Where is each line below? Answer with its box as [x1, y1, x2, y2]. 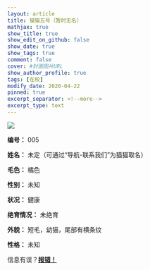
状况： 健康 [7, 195, 40, 204]
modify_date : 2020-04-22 [7, 82, 80, 90]
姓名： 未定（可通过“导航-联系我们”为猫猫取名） [7, 150, 147, 159]
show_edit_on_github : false [7, 37, 90, 44]
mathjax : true [7, 23, 49, 30]
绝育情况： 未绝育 [7, 210, 58, 219]
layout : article [7, 10, 55, 18]
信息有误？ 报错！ [7, 255, 57, 264]
